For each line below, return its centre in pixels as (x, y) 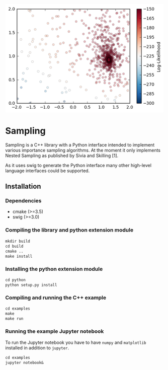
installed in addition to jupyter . (37, 348)
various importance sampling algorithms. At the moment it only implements (83, 150)
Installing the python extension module (54, 269)
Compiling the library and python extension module (69, 230)
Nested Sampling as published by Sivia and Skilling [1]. (62, 156)
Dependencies (23, 200)
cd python (16, 280)
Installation (23, 187)
